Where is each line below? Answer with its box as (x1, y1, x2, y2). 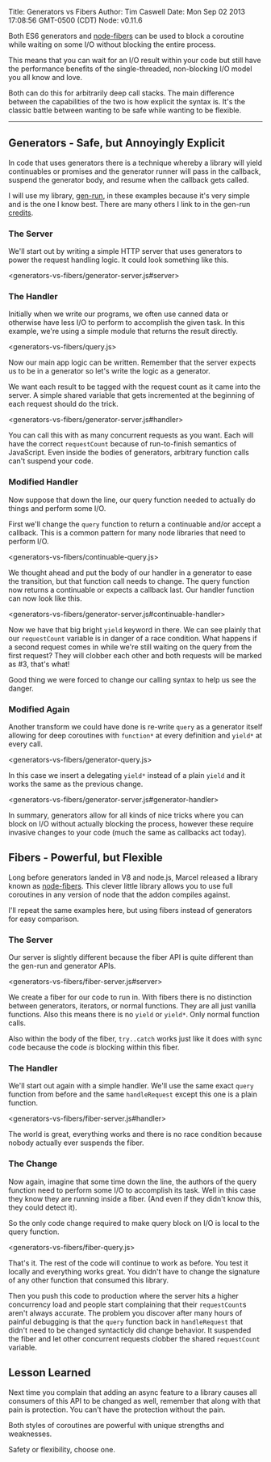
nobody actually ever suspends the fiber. (8, 1138, 144, 1147)
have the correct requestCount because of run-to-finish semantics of (8, 439, 237, 449)
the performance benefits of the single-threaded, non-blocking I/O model (8, 64, 252, 74)
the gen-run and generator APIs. (8, 961, 116, 971)
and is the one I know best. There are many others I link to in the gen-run (8, 199, 251, 209)
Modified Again (8, 704, 70, 715)
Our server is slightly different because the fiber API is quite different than (8, 953, 254, 962)
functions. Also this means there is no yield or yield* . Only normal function (8, 1010, 261, 1020)
